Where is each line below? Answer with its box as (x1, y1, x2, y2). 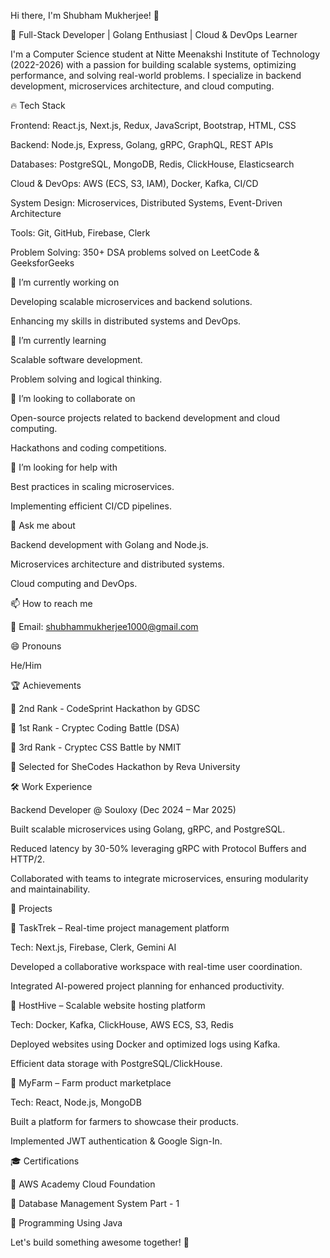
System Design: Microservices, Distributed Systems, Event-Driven (10, 197, 283, 209)
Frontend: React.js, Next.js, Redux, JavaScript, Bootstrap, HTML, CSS (10, 120, 297, 131)
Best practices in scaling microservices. (10, 481, 175, 492)
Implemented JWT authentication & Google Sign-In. (10, 1135, 223, 1147)
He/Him (10, 660, 42, 671)
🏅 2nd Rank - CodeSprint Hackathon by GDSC (10, 703, 201, 714)
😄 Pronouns (10, 640, 62, 652)
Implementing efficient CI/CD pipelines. (10, 500, 172, 512)
